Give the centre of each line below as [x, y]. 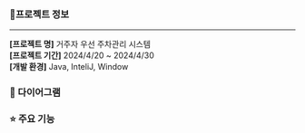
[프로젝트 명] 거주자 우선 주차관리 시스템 [80, 44]
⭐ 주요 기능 [32, 119]
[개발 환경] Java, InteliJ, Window [69, 67]
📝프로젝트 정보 [39, 14]
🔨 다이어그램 [35, 92]
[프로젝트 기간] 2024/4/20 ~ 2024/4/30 [82, 55]
